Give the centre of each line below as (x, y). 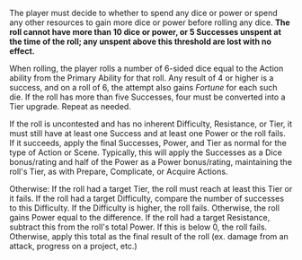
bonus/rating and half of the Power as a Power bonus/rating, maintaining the (151, 162)
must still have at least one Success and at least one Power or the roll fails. (147, 133)
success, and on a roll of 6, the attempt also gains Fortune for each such (143, 87)
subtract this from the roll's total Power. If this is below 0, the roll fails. (138, 227)
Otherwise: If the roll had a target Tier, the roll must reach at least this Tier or (151, 189)
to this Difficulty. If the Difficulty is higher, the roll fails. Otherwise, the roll (145, 208)
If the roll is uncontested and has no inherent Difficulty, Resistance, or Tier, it (151, 124)
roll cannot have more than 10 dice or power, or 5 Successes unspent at (145, 32)
